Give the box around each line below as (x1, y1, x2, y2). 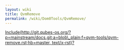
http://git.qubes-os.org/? (21, 30, 71, 35)
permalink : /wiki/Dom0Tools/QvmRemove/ (5, 16, 86, 21)
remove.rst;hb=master (5, 40, 50, 46)
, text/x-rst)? (49, 40, 75, 46)
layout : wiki (5, 7, 32, 12)
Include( (5, 30, 22, 35)
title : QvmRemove (5, 12, 41, 17)
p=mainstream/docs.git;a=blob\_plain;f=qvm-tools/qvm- (5, 34, 119, 40)
